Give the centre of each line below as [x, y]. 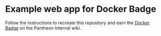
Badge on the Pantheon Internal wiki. [43, 28]
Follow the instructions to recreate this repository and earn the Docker [77, 23]
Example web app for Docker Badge [81, 9]
